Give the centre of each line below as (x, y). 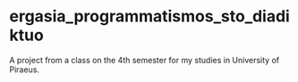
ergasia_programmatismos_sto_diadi (150, 16)
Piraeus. (25, 70)
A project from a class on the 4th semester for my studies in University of (145, 60)
